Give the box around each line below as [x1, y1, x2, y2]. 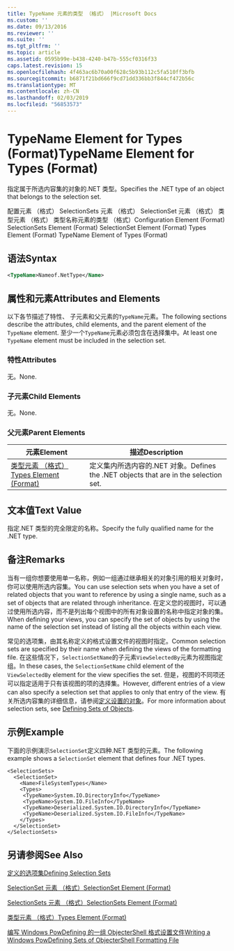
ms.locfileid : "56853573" [7, 101, 82, 108]
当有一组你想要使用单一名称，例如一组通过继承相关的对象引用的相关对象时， [7, 573, 227, 582]
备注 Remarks [7, 554, 65, 565]
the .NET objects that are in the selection [89, 470, 223, 480]
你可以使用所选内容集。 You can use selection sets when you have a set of [7, 582, 220, 591]
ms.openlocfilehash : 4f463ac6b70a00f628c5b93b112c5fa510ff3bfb [7, 68, 195, 75]
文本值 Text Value [7, 504, 82, 516]
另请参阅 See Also [7, 849, 84, 861]
